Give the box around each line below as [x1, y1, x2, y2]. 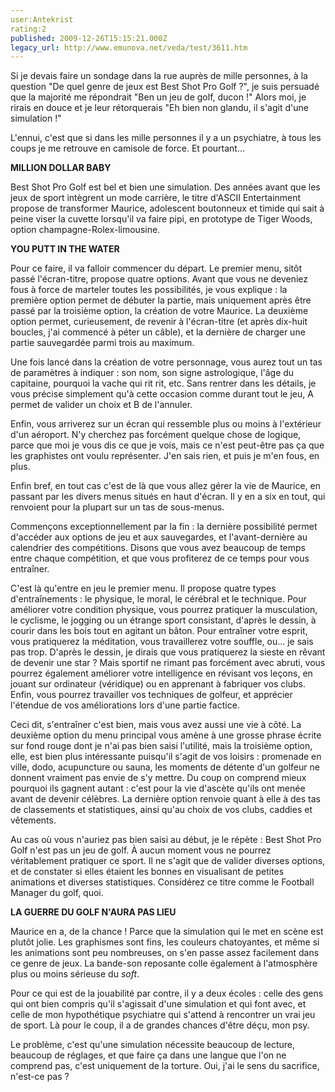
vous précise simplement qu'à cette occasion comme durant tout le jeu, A [10, 388, 314, 400]
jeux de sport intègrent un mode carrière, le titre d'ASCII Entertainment [10, 192, 302, 204]
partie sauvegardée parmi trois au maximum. [10, 337, 195, 349]
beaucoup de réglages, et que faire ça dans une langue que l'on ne [10, 1049, 287, 1061]
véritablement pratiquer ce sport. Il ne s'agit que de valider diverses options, [10, 855, 326, 867]
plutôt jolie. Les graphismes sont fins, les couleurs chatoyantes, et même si [10, 936, 320, 948]
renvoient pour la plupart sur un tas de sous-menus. [10, 501, 225, 513]
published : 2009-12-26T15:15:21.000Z [10, 33, 168, 43]
